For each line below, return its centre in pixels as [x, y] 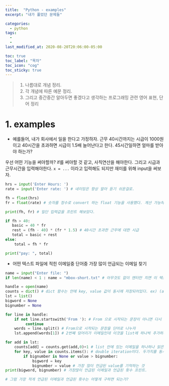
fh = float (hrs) [22, 198]
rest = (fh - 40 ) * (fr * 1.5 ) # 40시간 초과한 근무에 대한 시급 [75, 230]
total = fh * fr [31, 244]
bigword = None [21, 301]
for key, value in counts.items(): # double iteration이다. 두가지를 [86, 352]
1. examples [30, 124]
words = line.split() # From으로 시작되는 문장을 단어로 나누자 [75, 329]
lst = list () [19, 296]
